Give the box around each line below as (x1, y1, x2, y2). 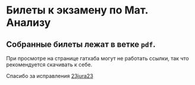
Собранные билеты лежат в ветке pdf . (6, 39, 156, 49)
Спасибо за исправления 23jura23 (6, 73, 94, 79)
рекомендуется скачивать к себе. (6, 61, 92, 68)
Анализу (6, 16, 51, 29)
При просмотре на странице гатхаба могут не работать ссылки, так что (6, 55, 189, 62)
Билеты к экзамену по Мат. (6, 4, 148, 17)
